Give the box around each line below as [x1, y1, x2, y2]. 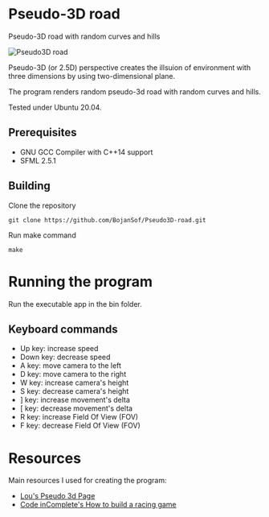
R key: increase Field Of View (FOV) [19, 412, 139, 422]
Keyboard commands [8, 322, 118, 336]
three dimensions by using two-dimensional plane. [8, 71, 175, 81]
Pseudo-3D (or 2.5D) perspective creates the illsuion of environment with [8, 62, 251, 72]
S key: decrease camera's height [19, 387, 129, 396]
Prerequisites [8, 126, 77, 139]
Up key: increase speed [19, 344, 99, 354]
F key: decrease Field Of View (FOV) [19, 420, 141, 431]
